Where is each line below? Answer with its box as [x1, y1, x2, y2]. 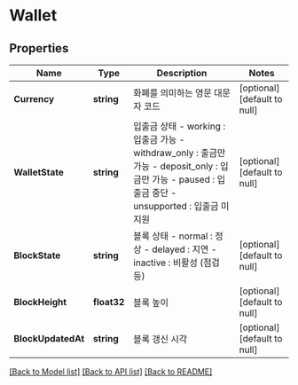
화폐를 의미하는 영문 [132, 87, 212, 98]
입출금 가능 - [132, 134, 185, 145]
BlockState [13, 249, 61, 262]
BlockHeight [13, 296, 67, 308]
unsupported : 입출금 [132, 200, 219, 212]
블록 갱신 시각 [132, 334, 188, 345]
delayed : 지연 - [152, 243, 217, 255]
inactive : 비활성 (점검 [132, 256, 220, 269]
